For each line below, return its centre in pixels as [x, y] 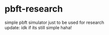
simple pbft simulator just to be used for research [54, 22]
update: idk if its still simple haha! [38, 27]
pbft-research [34, 9]
